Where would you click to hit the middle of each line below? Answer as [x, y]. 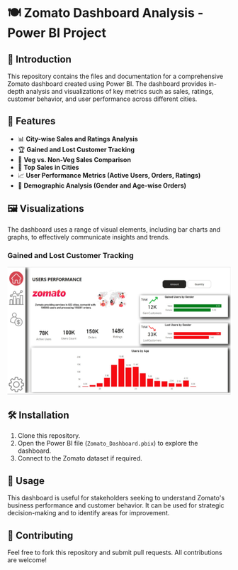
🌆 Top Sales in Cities [48, 167]
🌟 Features [32, 121]
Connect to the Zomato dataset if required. [80, 458]
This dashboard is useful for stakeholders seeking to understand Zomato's [116, 498]
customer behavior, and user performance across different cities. [102, 99]
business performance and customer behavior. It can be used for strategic [116, 505]
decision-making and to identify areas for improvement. [89, 513]
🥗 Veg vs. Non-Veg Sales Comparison [74, 159]
